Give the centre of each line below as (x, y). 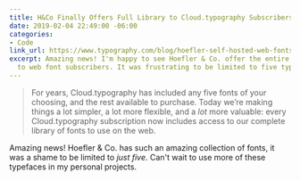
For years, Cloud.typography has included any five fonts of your (149, 92)
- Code (21, 42)
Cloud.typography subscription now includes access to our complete (158, 120)
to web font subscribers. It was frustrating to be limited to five (147, 68)
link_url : (28, 51)
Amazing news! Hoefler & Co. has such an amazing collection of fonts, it (142, 147)
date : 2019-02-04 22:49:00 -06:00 (74, 26)
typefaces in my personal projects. (73, 167)
